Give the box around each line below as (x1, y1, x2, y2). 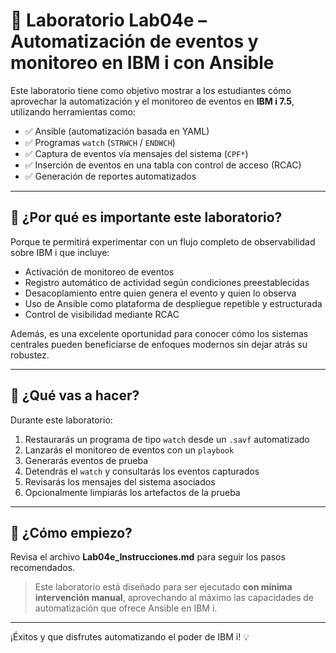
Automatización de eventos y (10, 30, 259, 53)
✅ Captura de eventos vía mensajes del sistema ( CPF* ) (24, 147, 249, 159)
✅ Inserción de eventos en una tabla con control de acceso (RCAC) (24, 159, 302, 171)
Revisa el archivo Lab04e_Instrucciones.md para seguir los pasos (10, 551, 286, 563)
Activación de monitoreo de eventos (24, 265, 175, 278)
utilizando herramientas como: (10, 105, 136, 118)
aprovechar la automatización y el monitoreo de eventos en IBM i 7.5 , (10, 95, 295, 107)
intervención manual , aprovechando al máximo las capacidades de (34, 592, 315, 604)
